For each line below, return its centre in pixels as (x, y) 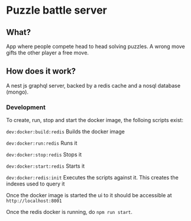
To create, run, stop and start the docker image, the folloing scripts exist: (95, 120)
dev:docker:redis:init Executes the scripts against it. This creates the (92, 178)
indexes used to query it (35, 184)
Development (26, 107)
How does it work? (41, 71)
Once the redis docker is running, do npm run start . (69, 212)
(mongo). (17, 92)
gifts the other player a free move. (48, 53)
